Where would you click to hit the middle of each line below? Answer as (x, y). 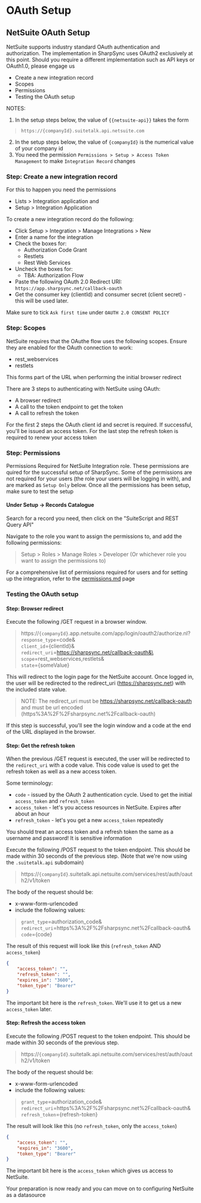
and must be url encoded (52, 708)
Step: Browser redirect (35, 608)
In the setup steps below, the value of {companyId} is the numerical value (104, 142)
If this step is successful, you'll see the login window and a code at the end (99, 726)
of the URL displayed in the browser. (51, 732)
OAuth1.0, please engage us (41, 66)
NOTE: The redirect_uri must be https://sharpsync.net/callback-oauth (106, 701)
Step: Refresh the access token (46, 1023)
